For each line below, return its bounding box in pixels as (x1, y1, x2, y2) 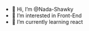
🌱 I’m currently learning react (11, 18, 83, 25)
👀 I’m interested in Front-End (11, 12, 82, 19)
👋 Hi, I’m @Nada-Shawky (11, 6, 74, 13)
